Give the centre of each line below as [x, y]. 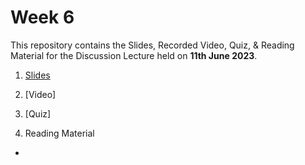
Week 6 [42, 17]
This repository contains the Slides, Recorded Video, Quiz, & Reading [152, 45]
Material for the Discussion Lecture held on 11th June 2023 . [134, 55]
